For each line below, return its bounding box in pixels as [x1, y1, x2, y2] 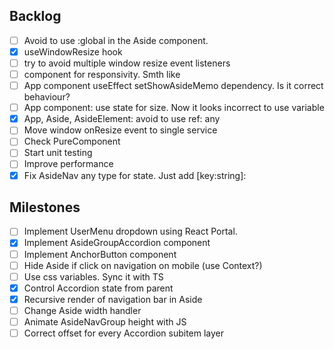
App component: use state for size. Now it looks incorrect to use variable [23, 102, 325, 114]
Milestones [9, 199, 81, 216]
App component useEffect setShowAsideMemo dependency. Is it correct [23, 80, 324, 92]
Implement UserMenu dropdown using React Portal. [23, 225, 238, 238]
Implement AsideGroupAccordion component [23, 237, 211, 249]
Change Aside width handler [23, 304, 142, 316]
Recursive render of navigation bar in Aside [23, 293, 203, 305]
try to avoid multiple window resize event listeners [23, 57, 231, 69]
